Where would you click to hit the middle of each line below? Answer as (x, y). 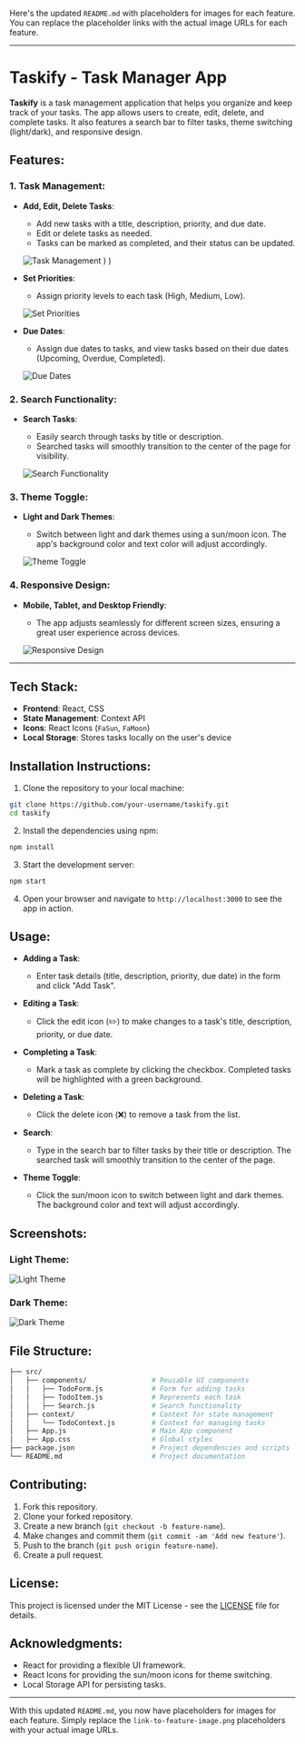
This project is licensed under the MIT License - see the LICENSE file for (144, 1605)
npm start (28, 881)
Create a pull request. (63, 1555)
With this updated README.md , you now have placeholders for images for (143, 1710)
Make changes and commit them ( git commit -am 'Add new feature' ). (154, 1535)
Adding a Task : (51, 958)
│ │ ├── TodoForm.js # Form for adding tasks (128, 1389)
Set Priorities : (49, 278)
